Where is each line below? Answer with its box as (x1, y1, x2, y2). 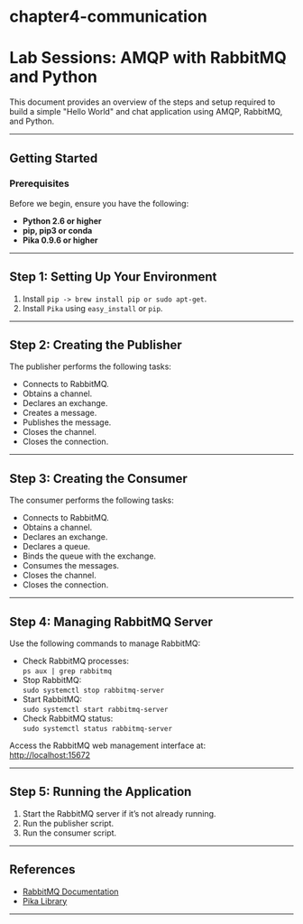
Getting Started (9, 151, 98, 166)
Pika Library (22, 895, 68, 906)
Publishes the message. (22, 417, 112, 428)
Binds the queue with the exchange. (22, 550, 156, 561)
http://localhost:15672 (9, 750, 91, 761)
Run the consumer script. (22, 827, 117, 838)
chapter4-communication (9, 6, 207, 27)
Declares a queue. (22, 541, 91, 552)
